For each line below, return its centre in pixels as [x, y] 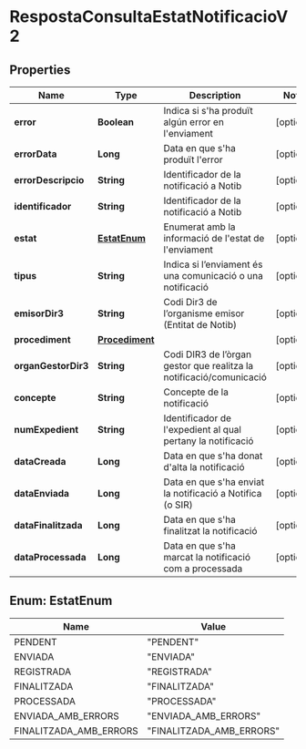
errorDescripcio [49, 180]
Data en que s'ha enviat [214, 482]
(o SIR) [178, 505]
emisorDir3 [39, 313]
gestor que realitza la [209, 366]
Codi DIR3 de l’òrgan [208, 354]
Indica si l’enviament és [213, 264]
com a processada [203, 569]
